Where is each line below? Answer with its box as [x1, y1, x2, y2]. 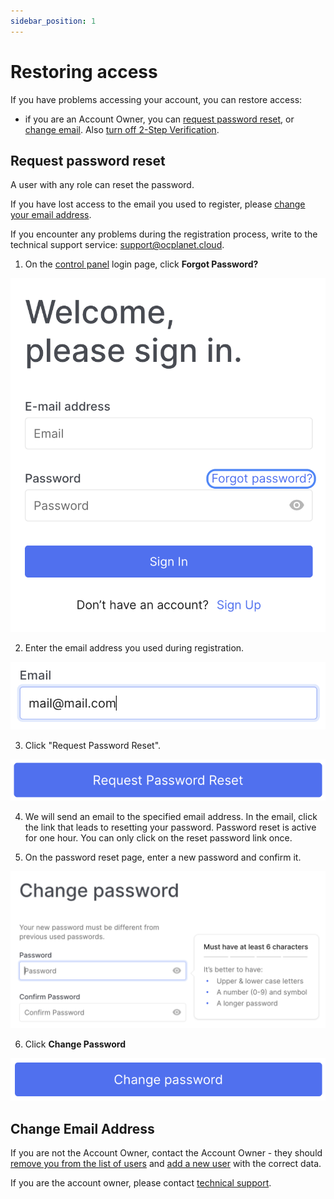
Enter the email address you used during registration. [24, 641, 245, 654]
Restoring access [10, 60, 158, 83]
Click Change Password [24, 1038, 127, 1050]
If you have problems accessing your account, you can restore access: [10, 93, 303, 105]
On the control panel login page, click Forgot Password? [24, 258, 259, 270]
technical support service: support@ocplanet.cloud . [10, 239, 225, 251]
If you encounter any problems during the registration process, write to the [10, 228, 318, 240]
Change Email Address [10, 1120, 155, 1137]
